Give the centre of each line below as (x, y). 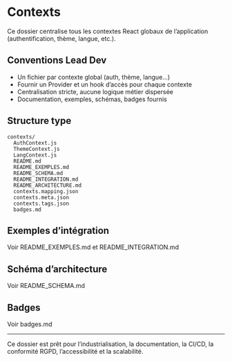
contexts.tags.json (41, 203)
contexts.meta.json (41, 197)
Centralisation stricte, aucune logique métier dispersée (95, 91)
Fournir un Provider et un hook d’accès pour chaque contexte (104, 84)
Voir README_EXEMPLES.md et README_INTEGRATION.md (93, 247)
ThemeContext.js (37, 149)
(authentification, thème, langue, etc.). (61, 38)
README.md (27, 161)
